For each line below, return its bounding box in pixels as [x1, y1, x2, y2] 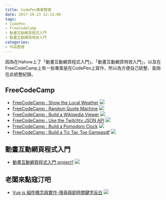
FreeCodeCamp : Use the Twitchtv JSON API [12, 118, 104, 124]
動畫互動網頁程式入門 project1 [12, 159, 74, 165]
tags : [5, 16, 16, 21]
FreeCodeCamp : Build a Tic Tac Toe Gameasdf [12, 129, 110, 135]
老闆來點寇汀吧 [5, 175, 51, 184]
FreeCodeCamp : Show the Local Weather [12, 100, 99, 106]
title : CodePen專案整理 [5, 7, 51, 12]
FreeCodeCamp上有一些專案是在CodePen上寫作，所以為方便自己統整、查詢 [5, 65, 161, 71]
